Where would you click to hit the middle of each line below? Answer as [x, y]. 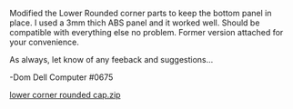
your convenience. [44, 42]
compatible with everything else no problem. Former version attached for [146, 32]
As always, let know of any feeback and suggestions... [111, 59]
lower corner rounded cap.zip [65, 95]
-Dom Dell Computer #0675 [61, 77]
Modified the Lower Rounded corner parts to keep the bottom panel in [141, 13]
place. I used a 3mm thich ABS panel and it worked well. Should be [135, 23]
